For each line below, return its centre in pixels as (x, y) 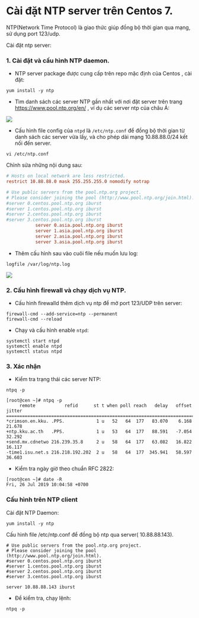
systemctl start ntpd (33, 341)
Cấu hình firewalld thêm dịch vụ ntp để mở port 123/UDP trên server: (98, 303)
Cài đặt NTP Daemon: (33, 512)
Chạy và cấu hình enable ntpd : (52, 330)
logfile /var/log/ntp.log (38, 264)
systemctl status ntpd (34, 351)
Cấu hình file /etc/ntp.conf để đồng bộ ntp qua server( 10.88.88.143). (90, 534)
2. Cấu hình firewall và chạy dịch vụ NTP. (66, 290)
